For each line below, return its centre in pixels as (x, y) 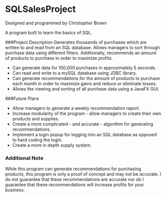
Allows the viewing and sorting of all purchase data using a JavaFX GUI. (86, 89)
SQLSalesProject (40, 9)
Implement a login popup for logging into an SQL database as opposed (84, 134)
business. (15, 190)
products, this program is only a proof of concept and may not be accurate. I (83, 174)
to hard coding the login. (37, 140)
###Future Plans (22, 98)
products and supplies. (36, 118)
